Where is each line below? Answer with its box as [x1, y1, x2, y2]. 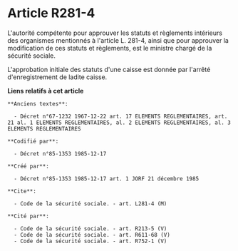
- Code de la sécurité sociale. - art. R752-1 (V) [14, 237, 167, 245]
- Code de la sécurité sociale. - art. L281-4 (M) [14, 200, 167, 208]
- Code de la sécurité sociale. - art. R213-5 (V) [14, 225, 167, 232]
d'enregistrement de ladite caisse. [7, 73, 108, 81]
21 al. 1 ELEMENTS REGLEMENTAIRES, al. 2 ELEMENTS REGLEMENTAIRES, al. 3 [7, 119, 232, 126]
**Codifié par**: [7, 138, 59, 145]
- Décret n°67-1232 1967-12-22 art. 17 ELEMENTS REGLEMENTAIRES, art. [14, 113, 228, 120]
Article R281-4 [7, 5, 95, 21]
